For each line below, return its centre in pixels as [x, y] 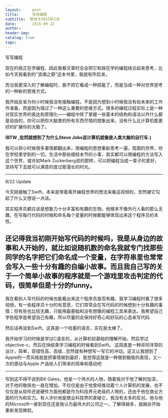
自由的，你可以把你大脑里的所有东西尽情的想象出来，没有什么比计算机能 [84, 120]
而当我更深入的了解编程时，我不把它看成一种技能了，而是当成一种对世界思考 [84, 85]
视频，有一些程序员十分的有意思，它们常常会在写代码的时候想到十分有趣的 [82, 305]
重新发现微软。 [20, 410]
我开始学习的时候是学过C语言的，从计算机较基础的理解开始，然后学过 [77, 338]
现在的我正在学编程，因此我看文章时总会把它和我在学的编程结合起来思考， [82, 68]
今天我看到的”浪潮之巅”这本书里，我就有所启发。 [59, 74]
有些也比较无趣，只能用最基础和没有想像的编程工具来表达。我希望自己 [90, 311]
